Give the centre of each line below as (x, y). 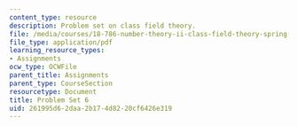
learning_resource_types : (57, 51)
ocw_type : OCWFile (43, 67)
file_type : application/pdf (61, 42)
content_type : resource (53, 17)
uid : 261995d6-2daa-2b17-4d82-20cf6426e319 (91, 108)
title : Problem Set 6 (49, 100)
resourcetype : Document (53, 91)
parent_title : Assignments (59, 75)
